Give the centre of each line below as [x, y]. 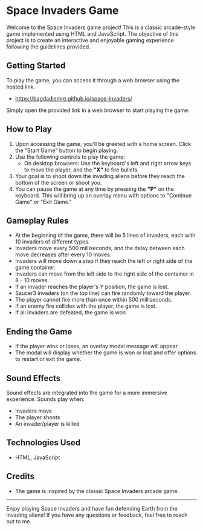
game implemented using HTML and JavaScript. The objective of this [92, 33]
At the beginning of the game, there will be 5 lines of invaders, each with [105, 235]
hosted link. [21, 87]
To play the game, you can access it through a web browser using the [93, 80]
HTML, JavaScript [37, 457]
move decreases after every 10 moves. [63, 254]
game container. [35, 268]
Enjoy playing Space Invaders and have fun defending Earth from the [92, 508]
